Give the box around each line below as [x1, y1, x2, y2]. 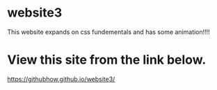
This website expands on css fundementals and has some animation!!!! [7, 28, 210, 36]
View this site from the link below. [7, 52, 207, 68]
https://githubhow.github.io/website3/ [7, 75, 115, 83]
